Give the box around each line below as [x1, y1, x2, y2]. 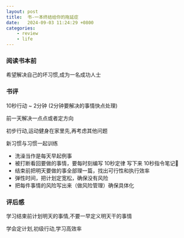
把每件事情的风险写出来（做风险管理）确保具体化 [14, 181, 134, 189]
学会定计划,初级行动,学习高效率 [6, 225, 82, 232]
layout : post [6, 8, 38, 15]
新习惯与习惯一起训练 [6, 139, 58, 146]
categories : [6, 25, 35, 31]
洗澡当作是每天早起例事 [14, 152, 72, 159]
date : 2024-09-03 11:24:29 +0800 [6, 19, 94, 25]
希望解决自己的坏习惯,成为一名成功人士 [6, 71, 102, 79]
